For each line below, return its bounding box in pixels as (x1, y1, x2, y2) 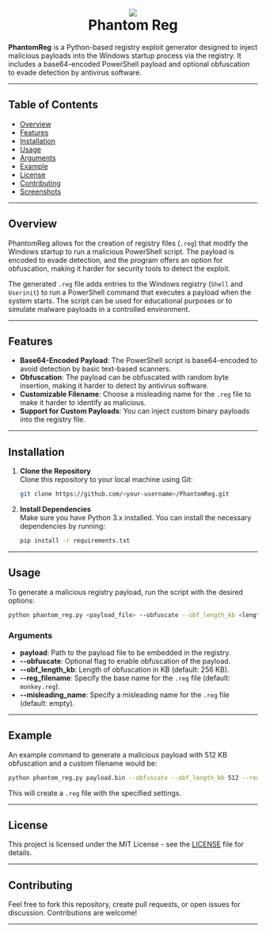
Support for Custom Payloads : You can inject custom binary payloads (19, 407, 250, 416)
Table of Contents (8, 98, 99, 112)
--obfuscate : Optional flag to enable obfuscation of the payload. (19, 656, 231, 665)
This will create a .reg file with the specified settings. (8, 788, 182, 797)
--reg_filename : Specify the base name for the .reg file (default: (19, 673, 231, 682)
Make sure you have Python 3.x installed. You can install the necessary (19, 513, 252, 522)
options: (8, 596, 36, 605)
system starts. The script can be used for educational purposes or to (8, 295, 233, 305)
